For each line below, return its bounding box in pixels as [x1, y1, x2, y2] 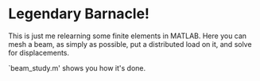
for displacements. [8, 48, 70, 57]
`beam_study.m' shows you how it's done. [8, 63, 146, 72]
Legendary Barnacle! [8, 5, 149, 23]
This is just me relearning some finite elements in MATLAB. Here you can [8, 31, 247, 40]
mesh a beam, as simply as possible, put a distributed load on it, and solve [8, 39, 252, 48]
